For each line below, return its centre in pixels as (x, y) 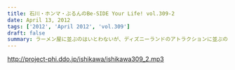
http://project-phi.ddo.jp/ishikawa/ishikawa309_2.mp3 (86, 59)
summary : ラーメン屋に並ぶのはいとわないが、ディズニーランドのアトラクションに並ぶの (117, 40)
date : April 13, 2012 (39, 20)
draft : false (26, 33)
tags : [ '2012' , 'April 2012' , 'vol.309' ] (69, 26)
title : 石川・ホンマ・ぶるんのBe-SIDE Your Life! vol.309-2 (91, 14)
